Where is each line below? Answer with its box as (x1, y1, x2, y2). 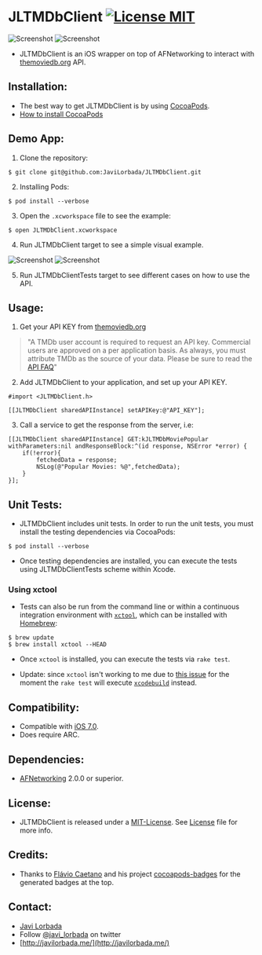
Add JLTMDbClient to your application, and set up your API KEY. (19, 378, 227, 387)
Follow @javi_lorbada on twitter (19, 929, 122, 939)
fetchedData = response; (36, 456, 118, 464)
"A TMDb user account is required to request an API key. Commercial (27, 338, 251, 347)
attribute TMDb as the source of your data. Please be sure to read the (27, 354, 253, 364)
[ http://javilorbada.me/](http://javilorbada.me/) (19, 938, 170, 947)
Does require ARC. (19, 730, 80, 740)
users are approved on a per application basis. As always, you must (27, 346, 246, 355)
